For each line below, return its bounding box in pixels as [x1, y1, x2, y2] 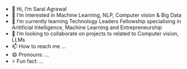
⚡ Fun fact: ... [11, 58, 44, 64]
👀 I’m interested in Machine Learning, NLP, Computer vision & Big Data [11, 12, 182, 19]
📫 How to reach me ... [11, 43, 66, 49]
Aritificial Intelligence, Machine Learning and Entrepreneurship [11, 24, 162, 31]
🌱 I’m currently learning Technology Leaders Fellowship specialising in [11, 18, 181, 24]
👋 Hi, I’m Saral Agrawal [11, 6, 67, 12]
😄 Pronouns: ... [11, 51, 50, 58]
